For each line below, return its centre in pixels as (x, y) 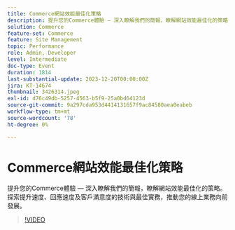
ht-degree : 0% (28, 124)
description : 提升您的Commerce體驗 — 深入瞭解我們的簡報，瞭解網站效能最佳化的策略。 (120, 20)
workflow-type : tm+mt (39, 111)
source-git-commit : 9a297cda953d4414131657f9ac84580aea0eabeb (100, 105)
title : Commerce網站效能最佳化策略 (54, 14)
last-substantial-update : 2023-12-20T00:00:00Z (78, 79)
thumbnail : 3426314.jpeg (43, 92)
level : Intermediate (37, 60)
